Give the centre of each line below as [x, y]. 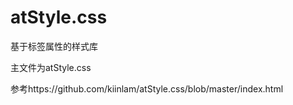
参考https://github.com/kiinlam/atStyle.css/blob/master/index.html [147, 88]
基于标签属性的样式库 [54, 46]
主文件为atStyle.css [51, 67]
